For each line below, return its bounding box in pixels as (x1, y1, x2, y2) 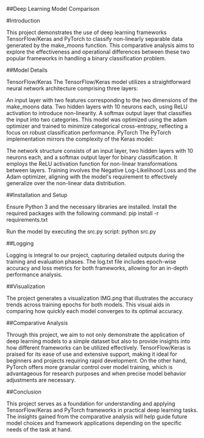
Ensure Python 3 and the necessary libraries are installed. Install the (6, 203, 177, 210)
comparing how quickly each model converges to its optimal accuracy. (6, 308, 184, 314)
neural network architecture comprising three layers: (6, 85, 138, 92)
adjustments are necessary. (6, 376, 76, 383)
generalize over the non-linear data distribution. (6, 180, 126, 186)
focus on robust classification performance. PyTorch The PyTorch (6, 129, 172, 136)
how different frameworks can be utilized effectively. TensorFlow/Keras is (6, 344, 191, 351)
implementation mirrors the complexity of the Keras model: (6, 135, 154, 143)
